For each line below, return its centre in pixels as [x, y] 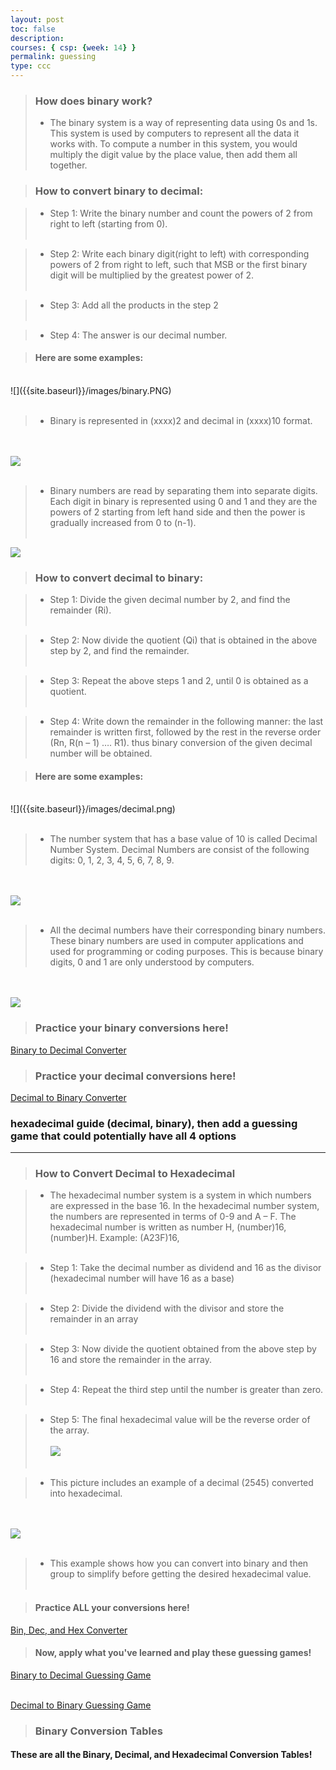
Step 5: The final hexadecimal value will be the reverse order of [180, 1420]
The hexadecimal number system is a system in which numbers [180, 1195]
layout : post [37, 19]
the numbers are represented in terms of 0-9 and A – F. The [173, 1217]
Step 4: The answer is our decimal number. [138, 335]
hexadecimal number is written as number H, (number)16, [168, 1227]
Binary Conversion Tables [98, 1731]
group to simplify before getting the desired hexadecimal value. [180, 1574]
